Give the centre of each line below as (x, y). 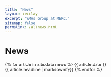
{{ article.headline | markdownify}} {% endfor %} (54, 70)
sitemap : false (20, 23)
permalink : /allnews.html (31, 27)
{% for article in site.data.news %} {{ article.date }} (56, 64)
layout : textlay (21, 14)
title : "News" (19, 9)
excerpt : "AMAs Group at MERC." (37, 18)
